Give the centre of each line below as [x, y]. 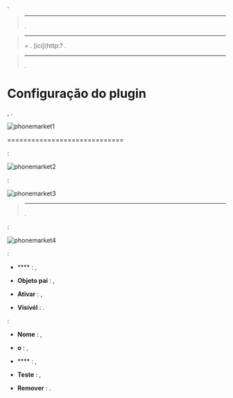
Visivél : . [31, 307]
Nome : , [30, 334]
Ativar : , [30, 294]
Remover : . [34, 388]
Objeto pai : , [36, 280]
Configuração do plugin [77, 94]
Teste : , [29, 374]
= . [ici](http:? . [45, 46]
